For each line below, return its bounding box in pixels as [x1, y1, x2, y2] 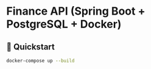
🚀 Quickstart [6, 42, 55, 52]
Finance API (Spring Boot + [6, 4, 146, 18]
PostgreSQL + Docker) [6, 17, 122, 31]
